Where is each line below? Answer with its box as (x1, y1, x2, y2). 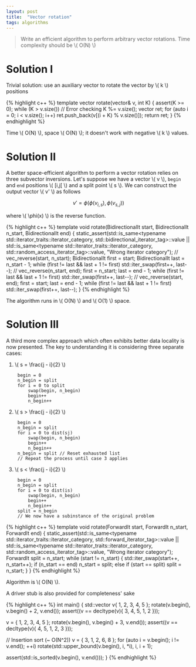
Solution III (6, 318, 59, 331)
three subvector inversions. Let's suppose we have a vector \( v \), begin (6, 175, 181, 182)
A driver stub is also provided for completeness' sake (6, 590, 135, 597)
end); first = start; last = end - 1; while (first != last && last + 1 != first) (6, 280, 172, 287)
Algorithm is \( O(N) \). (6, 578, 60, 585)
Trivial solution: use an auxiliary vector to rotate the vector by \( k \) (6, 82, 169, 89)
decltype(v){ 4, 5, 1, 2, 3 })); (6, 625, 73, 632)
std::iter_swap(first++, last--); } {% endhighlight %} (6, 286, 130, 293)
